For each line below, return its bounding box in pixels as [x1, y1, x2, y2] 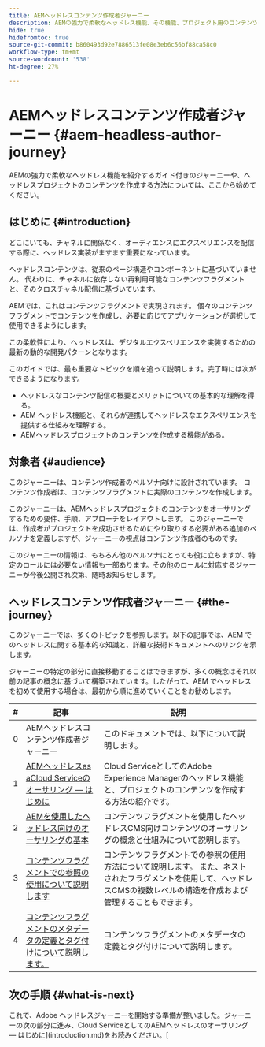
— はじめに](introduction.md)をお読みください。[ [9, 1030, 169, 1039]
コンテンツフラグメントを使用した [104, 811, 230, 822]
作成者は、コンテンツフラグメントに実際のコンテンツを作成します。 [35, 487, 256, 497]
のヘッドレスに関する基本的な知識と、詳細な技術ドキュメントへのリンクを [9, 640, 250, 650]
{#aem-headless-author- [53, 125, 223, 143]
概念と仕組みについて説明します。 [120, 835, 245, 846]
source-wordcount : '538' [9, 56, 90, 64]
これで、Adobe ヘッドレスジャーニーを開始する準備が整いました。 [9, 1010, 225, 1019]
